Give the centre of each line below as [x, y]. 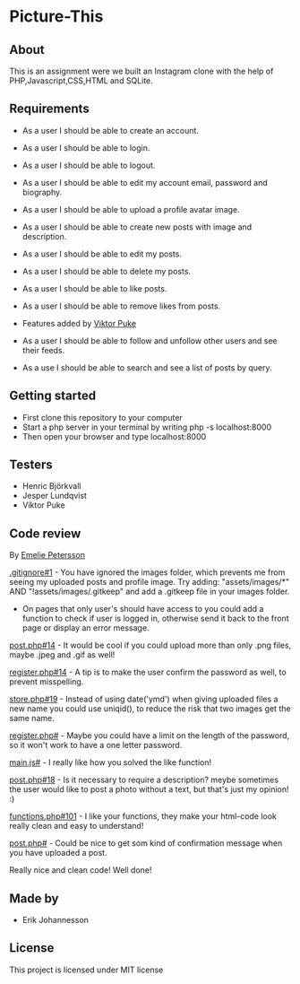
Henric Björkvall [51, 486]
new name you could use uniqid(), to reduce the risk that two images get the [150, 709]
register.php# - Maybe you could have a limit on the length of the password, [150, 736]
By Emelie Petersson [47, 555]
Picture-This [56, 17]
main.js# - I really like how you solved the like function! [111, 762]
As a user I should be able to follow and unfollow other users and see [150, 340]
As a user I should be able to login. [86, 148]
